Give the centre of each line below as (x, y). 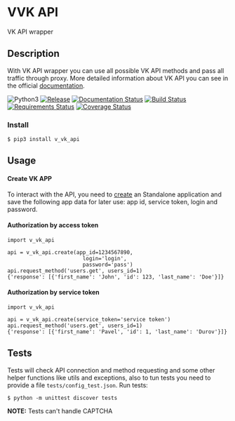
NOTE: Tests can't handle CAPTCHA (60, 410)
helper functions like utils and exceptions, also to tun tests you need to (109, 377)
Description (33, 54)
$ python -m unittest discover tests (62, 398)
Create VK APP (30, 179)
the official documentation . (46, 86)
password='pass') (108, 265)
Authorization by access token (53, 225)
